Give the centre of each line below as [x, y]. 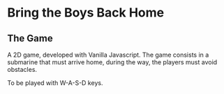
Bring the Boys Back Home [86, 13]
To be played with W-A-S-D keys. [55, 83]
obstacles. [22, 69]
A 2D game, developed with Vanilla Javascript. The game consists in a [108, 55]
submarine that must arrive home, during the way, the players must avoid [112, 62]
